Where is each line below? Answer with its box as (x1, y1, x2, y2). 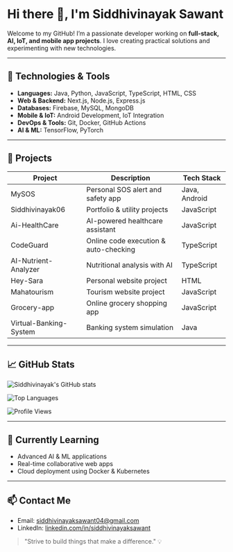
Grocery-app (10, 302, 54, 312)
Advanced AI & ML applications (17, 452, 107, 460)
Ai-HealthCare (10, 220, 59, 230)
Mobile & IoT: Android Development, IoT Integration (17, 111, 164, 119)
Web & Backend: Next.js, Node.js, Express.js (17, 96, 146, 105)
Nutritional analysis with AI (86, 260, 173, 270)
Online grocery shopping (86, 298, 168, 308)
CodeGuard (10, 240, 49, 250)
